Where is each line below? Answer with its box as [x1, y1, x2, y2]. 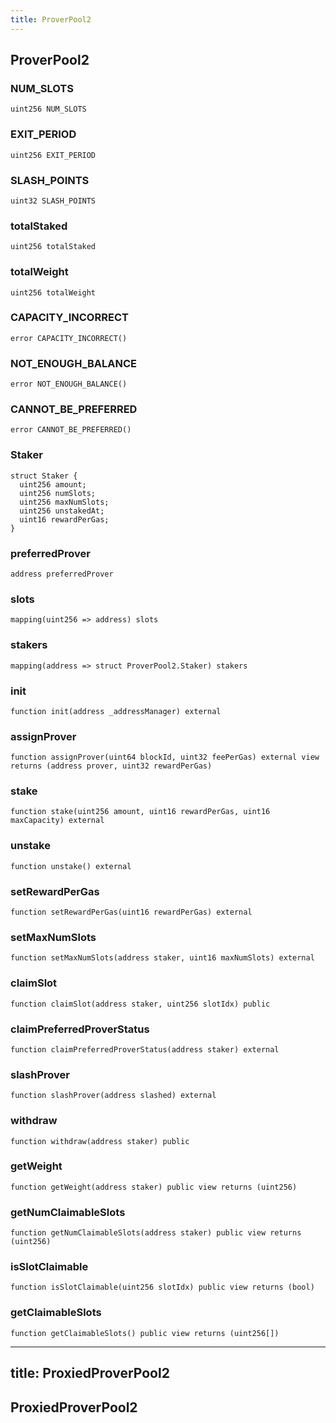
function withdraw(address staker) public [10, 1136, 190, 1146]
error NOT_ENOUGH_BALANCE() [10, 379, 128, 390]
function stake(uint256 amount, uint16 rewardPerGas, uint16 [10, 807, 271, 817]
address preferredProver [10, 569, 114, 579]
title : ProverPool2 [10, 14, 92, 25]
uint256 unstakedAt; [19, 506, 105, 516]
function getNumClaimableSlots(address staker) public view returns [10, 1228, 302, 1238]
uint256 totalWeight [10, 287, 97, 298]
